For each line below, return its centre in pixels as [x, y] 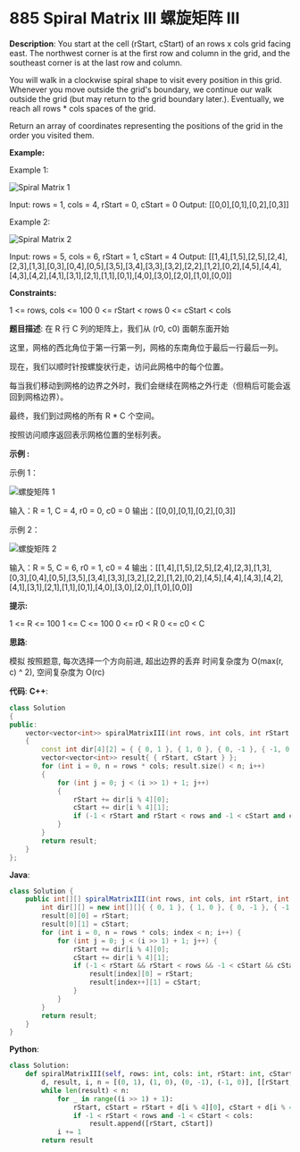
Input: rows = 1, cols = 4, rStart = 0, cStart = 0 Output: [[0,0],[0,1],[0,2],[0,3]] [149, 204]
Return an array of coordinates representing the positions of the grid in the [146, 125]
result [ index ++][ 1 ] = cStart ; [145, 983]
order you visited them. [52, 135]
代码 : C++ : [29, 691]
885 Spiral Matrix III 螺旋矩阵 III [125, 18]
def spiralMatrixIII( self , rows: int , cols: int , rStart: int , [146, 1074]
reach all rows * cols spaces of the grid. [83, 108]
